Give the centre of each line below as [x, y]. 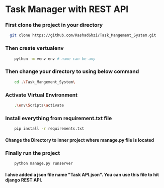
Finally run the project [33, 153]
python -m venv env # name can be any [55, 59]
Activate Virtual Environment [42, 95]
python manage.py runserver [44, 163]
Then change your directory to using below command [72, 71]
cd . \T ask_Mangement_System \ [45, 82]
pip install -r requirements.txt [49, 129]
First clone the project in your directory [54, 25]
